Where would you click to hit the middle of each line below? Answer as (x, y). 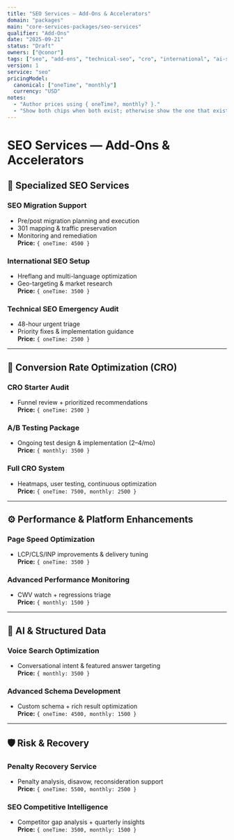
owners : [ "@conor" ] (36, 53)
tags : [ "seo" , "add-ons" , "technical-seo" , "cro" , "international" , (109, 59)
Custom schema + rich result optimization (77, 706)
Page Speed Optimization (51, 539)
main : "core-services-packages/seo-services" (74, 26)
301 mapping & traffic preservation (67, 228)
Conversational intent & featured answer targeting (89, 666)
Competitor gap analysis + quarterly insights (81, 822)
